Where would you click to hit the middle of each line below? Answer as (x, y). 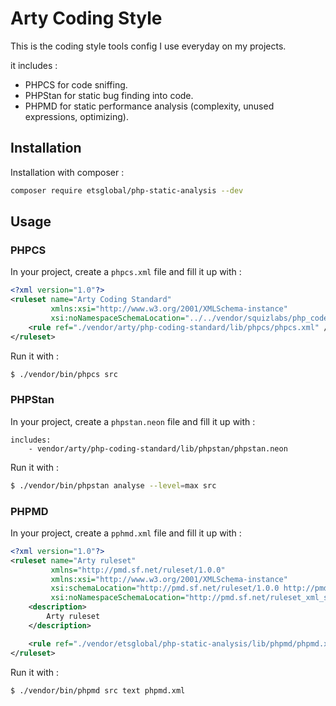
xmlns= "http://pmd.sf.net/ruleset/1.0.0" (138, 570)
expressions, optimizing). (76, 116)
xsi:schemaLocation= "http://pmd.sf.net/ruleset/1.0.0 (165, 588)
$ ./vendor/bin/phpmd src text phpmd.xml (98, 690)
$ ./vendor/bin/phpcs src (64, 374)
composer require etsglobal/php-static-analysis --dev (127, 190)
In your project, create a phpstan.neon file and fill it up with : (133, 421)
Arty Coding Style (86, 18)
